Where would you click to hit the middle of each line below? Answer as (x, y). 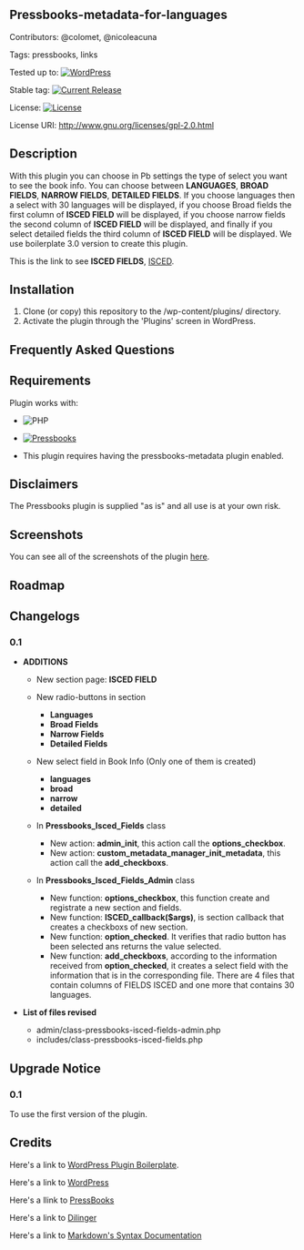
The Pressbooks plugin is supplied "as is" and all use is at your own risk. (145, 506)
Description (43, 154)
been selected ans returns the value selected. (136, 947)
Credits (31, 1143)
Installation (42, 290)
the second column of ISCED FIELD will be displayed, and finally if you (141, 224)
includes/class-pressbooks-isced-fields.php (119, 1040)
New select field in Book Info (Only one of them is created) (146, 762)
